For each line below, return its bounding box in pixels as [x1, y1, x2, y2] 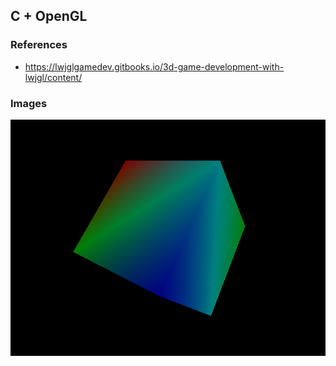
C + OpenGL [10, 8, 88, 25]
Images [10, 96, 48, 110]
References [10, 38, 68, 52]
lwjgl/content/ [24, 71, 83, 83]
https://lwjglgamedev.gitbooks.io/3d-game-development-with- [24, 60, 285, 73]
